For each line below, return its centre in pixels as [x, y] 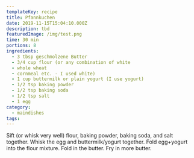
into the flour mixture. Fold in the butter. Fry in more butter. [79, 148]
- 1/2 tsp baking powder [43, 85]
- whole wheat [29, 68]
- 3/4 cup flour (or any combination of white [71, 62]
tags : [13, 118]
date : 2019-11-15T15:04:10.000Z [47, 23]
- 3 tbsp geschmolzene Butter [49, 57]
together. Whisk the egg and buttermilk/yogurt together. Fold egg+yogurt [97, 142]
